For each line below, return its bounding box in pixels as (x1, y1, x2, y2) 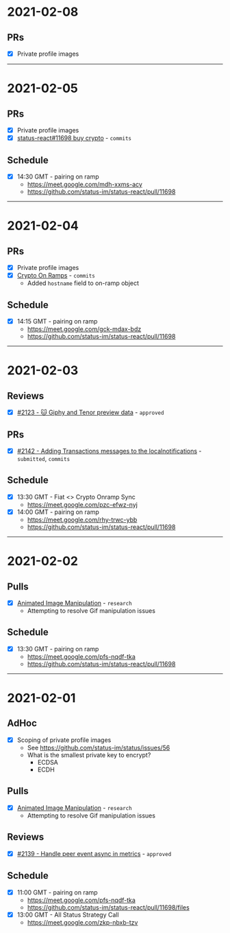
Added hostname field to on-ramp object (27, 279, 139, 287)
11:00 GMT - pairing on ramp (16, 888, 98, 897)
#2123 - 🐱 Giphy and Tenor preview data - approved (16, 408, 164, 416)
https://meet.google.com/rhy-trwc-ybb (27, 515, 138, 524)
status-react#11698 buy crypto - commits (16, 134, 132, 142)
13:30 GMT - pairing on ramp (16, 644, 99, 653)
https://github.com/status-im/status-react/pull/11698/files (27, 903, 190, 911)
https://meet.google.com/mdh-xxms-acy (27, 180, 142, 189)
